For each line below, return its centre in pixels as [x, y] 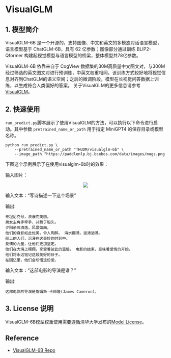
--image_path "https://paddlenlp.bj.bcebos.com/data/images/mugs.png [90, 154]
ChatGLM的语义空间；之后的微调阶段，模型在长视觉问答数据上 [88, 79]
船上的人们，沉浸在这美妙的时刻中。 [38, 238]
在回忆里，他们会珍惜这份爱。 [32, 260]
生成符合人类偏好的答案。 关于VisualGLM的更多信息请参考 [80, 85]
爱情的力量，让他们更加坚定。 [32, 244]
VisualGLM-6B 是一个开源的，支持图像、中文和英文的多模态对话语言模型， [83, 43]
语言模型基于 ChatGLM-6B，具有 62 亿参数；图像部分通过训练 [70, 49]
